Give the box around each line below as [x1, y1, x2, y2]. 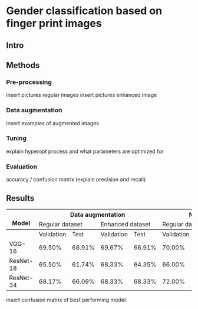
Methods [6, 60, 40, 70]
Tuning [6, 134, 27, 142]
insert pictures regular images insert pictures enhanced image [6, 92, 157, 99]
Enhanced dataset [100, 220, 151, 228]
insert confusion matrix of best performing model [6, 296, 126, 303]
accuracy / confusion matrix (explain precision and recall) [6, 176, 146, 183]
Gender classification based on [6, 4, 163, 18]
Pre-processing [6, 78, 52, 86]
